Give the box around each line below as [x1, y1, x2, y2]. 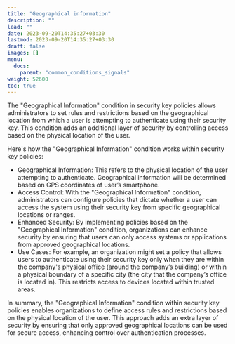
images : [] [7, 50, 39, 57]
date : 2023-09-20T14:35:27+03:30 [7, 29, 105, 37]
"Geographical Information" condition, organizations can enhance [17, 225, 208, 234]
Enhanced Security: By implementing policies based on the [17, 218, 188, 227]
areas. [17, 285, 36, 293]
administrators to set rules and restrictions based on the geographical [7, 109, 209, 117]
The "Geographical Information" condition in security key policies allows [7, 101, 216, 110]
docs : [13, 62, 30, 70]
